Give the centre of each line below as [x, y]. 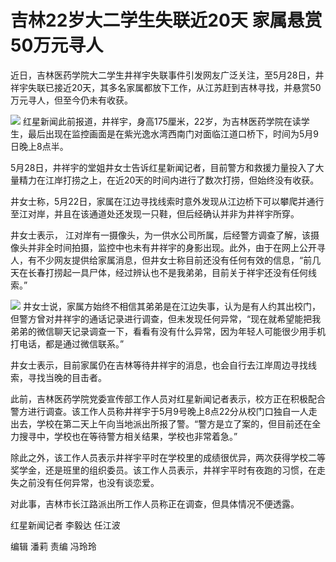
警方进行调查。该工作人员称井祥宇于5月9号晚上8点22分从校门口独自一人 [159, 411]
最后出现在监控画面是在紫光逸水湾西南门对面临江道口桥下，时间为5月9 [173, 133]
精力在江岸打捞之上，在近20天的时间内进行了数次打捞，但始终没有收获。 [169, 180]
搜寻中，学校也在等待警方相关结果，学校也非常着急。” [128, 436]
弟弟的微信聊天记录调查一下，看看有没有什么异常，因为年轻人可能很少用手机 [168, 331]
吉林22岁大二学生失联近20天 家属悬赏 [166, 20]
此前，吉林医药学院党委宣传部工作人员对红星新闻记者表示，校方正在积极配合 [168, 398]
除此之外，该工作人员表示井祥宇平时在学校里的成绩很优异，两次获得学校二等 [168, 457]
